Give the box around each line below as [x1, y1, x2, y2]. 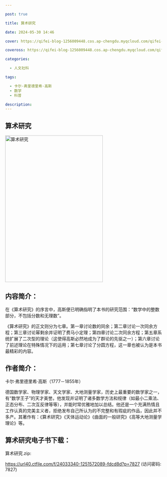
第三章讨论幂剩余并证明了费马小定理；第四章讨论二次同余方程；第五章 [13, 329, 158, 335]
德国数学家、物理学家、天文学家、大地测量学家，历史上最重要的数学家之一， [5, 389, 162, 395]
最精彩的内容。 [5, 348, 36, 354]
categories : [5, 57, 30, 62]
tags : [5, 75, 16, 80]
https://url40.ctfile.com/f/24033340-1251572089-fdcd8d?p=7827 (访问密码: [5, 461, 162, 467]
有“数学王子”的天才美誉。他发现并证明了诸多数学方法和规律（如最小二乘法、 [5, 395, 162, 401]
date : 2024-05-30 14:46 [5, 29, 55, 35]
